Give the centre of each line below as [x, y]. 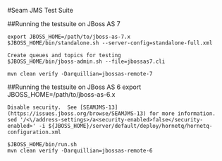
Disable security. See [42, 107]
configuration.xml [34, 132]
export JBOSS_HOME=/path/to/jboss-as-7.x [69, 37]
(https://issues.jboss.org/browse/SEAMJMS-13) [77, 114]
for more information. [183, 114]
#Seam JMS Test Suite [41, 10]
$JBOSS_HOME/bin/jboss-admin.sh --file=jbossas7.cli [86, 61]
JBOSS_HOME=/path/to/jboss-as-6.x [61, 94]
